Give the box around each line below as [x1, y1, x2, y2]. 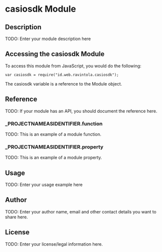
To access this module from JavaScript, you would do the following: [5, 63, 142, 69]
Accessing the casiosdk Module [5, 50, 105, 58]
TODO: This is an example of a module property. [5, 155, 102, 161]
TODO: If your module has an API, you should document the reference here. [5, 108, 158, 114]
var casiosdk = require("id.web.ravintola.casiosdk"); [5, 72, 119, 77]
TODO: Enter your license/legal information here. [5, 241, 103, 247]
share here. [5, 214, 28, 220]
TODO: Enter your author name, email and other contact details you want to [5, 209, 157, 214]
